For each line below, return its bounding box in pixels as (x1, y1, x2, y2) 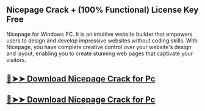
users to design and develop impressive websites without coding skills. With (6, 36, 198, 44)
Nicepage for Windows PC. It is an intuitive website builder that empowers (6, 30, 193, 38)
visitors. (6, 56, 26, 63)
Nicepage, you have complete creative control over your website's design (6, 43, 192, 50)
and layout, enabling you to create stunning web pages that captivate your (6, 50, 193, 57)
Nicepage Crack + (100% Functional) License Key (6, 5, 199, 15)
